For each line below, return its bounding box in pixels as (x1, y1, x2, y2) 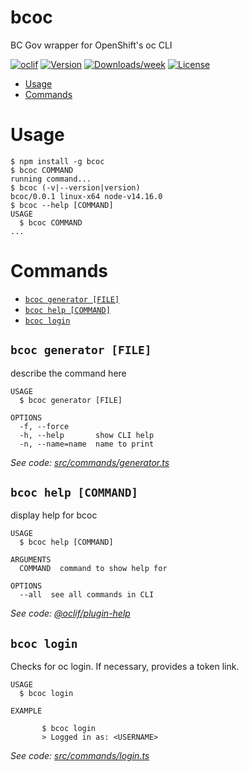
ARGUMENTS (10, 555, 52, 565)
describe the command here (10, 367, 127, 379)
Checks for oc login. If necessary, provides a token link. (10, 661, 240, 673)
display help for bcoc (10, 509, 98, 521)
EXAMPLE (10, 706, 43, 716)
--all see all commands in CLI (19, 590, 155, 600)
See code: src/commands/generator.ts (10, 456, 170, 468)
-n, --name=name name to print (19, 439, 155, 449)
